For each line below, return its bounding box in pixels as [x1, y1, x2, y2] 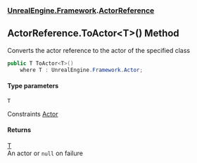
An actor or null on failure [7, 149, 83, 157]
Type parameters [7, 82, 59, 90]
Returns [7, 126, 32, 134]
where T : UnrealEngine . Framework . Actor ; [20, 66, 143, 73]
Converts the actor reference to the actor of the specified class [7, 46, 191, 54]
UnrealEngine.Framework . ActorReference [7, 6, 155, 16]
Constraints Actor [7, 109, 58, 118]
